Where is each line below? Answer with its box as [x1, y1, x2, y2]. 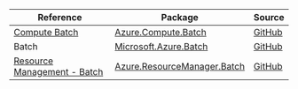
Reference [37, 11, 82, 23]
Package [161, 11, 200, 23]
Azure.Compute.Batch [114, 26, 207, 38]
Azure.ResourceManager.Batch [114, 61, 246, 72]
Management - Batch [13, 66, 104, 78]
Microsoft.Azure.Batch [114, 41, 208, 52]
